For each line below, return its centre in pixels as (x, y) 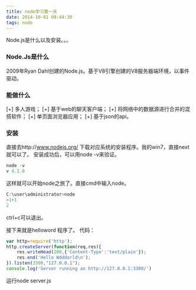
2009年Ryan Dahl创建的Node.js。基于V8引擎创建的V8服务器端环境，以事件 (98, 71)
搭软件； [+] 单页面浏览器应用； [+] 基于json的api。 (69, 116)
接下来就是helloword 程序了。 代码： (51, 230)
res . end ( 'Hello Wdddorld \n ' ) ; (54, 258)
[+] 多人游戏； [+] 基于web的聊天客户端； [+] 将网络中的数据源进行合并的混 (98, 109)
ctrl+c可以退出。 (26, 217)
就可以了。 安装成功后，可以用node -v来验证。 (63, 155)
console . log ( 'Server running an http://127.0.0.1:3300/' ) (79, 269)
